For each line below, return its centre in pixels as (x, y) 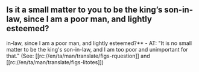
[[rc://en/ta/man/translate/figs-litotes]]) (55, 62)
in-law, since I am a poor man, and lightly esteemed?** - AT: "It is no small (99, 43)
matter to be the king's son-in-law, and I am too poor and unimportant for (97, 49)
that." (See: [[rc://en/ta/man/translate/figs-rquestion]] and (78, 56)
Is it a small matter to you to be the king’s (84, 10)
